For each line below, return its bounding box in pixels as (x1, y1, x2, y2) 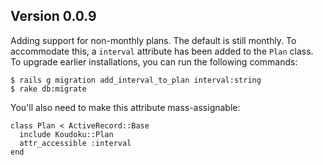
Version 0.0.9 (10, 8, 97, 25)
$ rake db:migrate (10, 84, 87, 94)
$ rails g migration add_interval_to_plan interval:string (10, 75, 262, 85)
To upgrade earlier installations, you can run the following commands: (10, 55, 298, 68)
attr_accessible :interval (19, 138, 132, 148)
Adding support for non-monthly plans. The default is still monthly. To (10, 34, 297, 46)
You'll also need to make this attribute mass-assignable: (10, 101, 241, 113)
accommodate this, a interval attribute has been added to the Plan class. (10, 45, 314, 57)
